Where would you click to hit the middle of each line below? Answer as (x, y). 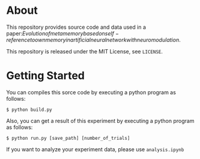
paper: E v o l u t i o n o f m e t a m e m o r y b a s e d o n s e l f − (62, 33)
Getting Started (46, 76)
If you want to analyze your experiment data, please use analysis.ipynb (95, 149)
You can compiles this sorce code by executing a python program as (91, 92)
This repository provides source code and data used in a (76, 27)
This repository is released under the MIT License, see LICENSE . (85, 51)
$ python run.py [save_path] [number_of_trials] (68, 138)
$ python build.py (29, 109)
